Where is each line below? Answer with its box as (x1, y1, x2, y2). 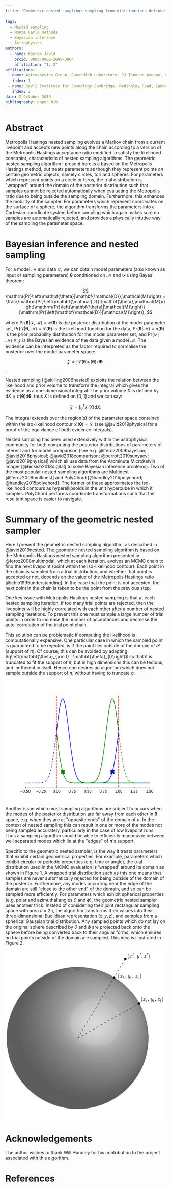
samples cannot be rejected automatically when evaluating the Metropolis (5, 188, 160, 194)
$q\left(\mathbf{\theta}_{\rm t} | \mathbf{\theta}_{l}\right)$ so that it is (5, 653, 153, 660)
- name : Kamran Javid (10, 51, 56, 56)
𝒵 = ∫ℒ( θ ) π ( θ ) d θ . (67, 359, 104, 365)
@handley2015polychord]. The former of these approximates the (5, 480, 141, 486)
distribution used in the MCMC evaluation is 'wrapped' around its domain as (5, 864, 164, 870)
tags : (5, 19, 17, 24)
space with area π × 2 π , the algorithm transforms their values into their (5, 907, 153, 913)
